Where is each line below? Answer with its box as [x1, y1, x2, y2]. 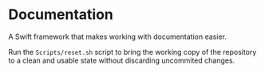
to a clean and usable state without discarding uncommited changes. [8, 56, 235, 65]
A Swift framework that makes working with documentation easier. [8, 32, 227, 41]
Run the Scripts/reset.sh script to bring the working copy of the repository [8, 47, 257, 56]
